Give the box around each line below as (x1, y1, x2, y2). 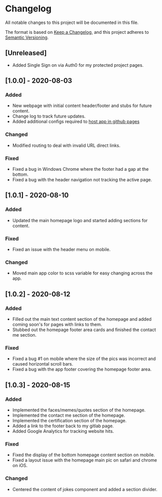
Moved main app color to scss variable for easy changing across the (12, 270, 153, 276)
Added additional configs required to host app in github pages (12, 119, 140, 124)
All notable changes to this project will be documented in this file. (5, 19, 139, 25)
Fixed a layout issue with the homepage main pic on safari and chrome (12, 457, 158, 463)
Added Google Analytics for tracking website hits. (12, 428, 114, 434)
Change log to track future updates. (12, 113, 86, 120)
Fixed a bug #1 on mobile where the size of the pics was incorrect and (12, 356, 156, 362)
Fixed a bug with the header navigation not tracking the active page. (12, 177, 153, 183)
